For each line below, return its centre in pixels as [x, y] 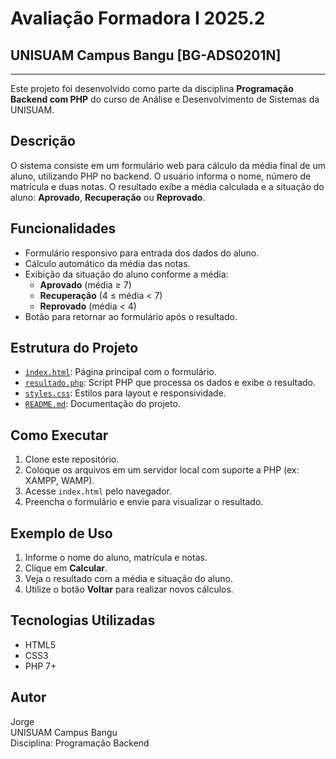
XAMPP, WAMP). [59, 481]
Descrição [43, 141]
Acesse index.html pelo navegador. [98, 491]
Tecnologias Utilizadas [83, 620]
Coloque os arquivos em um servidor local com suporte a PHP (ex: [162, 470]
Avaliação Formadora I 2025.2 [138, 18]
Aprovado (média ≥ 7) [85, 284]
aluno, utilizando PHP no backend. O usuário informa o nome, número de [161, 176]
